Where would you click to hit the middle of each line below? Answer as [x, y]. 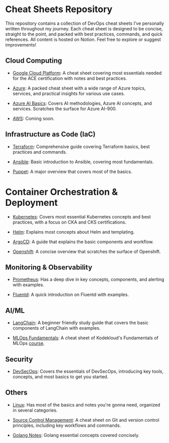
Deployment [32, 203]
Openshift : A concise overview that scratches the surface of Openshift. [87, 251]
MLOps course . [29, 343]
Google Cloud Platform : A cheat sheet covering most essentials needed [87, 73]
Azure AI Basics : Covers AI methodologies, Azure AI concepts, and [82, 103]
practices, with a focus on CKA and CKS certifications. [69, 222]
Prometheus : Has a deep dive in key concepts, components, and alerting [88, 280]
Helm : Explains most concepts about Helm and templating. [74, 232]
